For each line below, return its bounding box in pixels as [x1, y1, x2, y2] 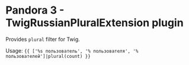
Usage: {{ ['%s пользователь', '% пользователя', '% [5, 47, 139, 54]
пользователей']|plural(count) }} [5, 53, 91, 59]
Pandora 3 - [5, 4, 65, 17]
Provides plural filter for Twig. [5, 35, 81, 43]
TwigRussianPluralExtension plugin [5, 16, 184, 30]
